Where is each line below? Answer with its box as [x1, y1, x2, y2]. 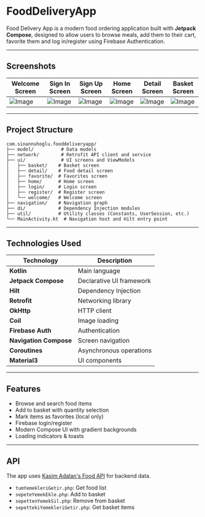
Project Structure [6, 124, 73, 135]
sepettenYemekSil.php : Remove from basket [15, 497, 125, 504]
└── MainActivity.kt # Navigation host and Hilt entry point [6, 216, 168, 222]
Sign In [49, 79, 70, 88]
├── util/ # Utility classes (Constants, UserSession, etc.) [6, 210, 190, 217]
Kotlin [9, 266, 27, 275]
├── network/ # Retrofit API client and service [6, 151, 151, 157]
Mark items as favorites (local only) [15, 413, 104, 420]
